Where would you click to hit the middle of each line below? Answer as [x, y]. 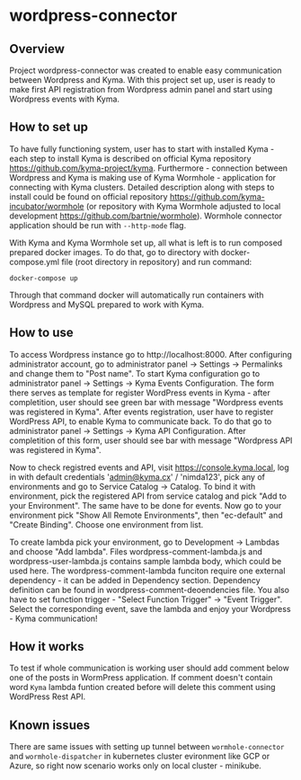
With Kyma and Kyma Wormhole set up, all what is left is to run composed [146, 243]
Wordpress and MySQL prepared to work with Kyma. [107, 304]
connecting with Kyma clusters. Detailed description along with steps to [142, 187]
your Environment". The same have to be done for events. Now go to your [146, 505]
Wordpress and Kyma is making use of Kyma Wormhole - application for [143, 177]
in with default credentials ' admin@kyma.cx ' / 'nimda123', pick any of [137, 476]
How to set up [49, 127]
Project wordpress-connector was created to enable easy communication [146, 70]
